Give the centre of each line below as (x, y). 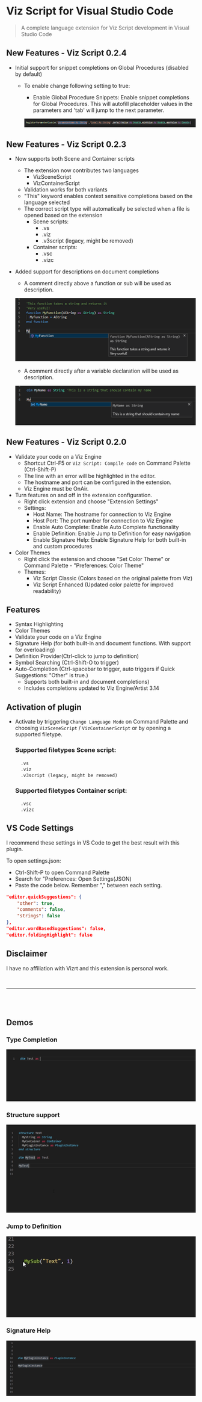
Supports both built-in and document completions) (87, 682)
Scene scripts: (51, 222)
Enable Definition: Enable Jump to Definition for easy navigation (112, 533)
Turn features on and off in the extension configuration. (83, 495)
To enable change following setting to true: (77, 85)
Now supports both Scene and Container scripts (75, 158)
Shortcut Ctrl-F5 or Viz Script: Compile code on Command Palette (107, 463)
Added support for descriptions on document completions (87, 271)
